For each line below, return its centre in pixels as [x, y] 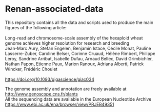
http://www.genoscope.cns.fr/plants [41, 94]
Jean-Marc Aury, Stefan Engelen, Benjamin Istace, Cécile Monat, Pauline [78, 48]
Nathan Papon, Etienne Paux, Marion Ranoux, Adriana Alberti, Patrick [74, 64]
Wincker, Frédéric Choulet [31, 69]
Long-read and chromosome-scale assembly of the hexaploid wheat [74, 38]
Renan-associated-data [54, 9]
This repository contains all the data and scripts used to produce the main [79, 22]
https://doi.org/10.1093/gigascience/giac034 [50, 79]
